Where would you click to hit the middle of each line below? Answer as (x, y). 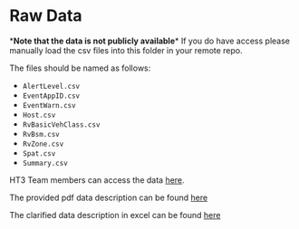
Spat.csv (39, 153)
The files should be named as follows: (80, 68)
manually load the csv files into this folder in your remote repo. (126, 50)
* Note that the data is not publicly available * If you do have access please (149, 41)
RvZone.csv (43, 144)
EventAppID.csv (51, 96)
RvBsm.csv (41, 134)
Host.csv (39, 115)
